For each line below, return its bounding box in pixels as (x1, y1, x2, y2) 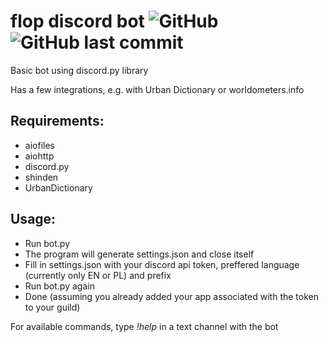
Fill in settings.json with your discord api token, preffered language (24, 258, 300, 270)
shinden (24, 171, 59, 183)
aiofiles (24, 139, 55, 151)
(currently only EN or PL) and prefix (24, 269, 172, 281)
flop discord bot (10, 10, 145, 33)
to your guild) (24, 301, 81, 313)
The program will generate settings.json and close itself (24, 248, 255, 260)
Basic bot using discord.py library (10, 64, 149, 76)
